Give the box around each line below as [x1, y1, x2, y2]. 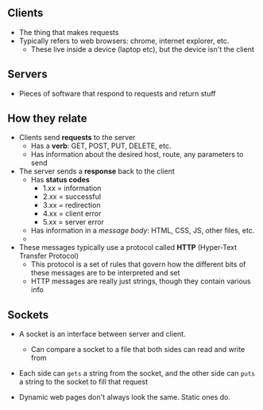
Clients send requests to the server [18, 133, 136, 143]
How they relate [7, 111, 88, 126]
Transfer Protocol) [18, 251, 79, 261]
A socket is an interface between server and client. [18, 330, 186, 339]
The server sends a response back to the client [18, 166, 176, 176]
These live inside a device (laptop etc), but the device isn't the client [30, 44, 255, 54]
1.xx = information [42, 183, 102, 193]
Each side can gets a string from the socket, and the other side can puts [18, 369, 256, 378]
